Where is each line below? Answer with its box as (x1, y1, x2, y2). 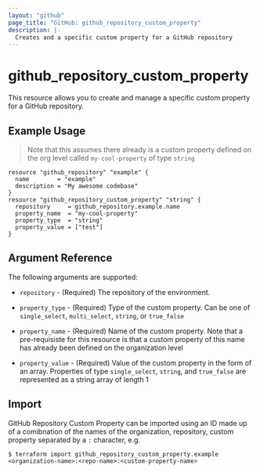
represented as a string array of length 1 (19, 374, 149, 384)
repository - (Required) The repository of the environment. (19, 287, 211, 297)
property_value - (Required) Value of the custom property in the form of (19, 358, 252, 367)
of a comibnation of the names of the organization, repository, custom (8, 427, 234, 436)
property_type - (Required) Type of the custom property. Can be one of (19, 303, 251, 312)
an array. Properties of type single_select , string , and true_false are (19, 366, 247, 376)
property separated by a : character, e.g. (8, 435, 141, 444)
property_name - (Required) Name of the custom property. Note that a (19, 326, 244, 336)
